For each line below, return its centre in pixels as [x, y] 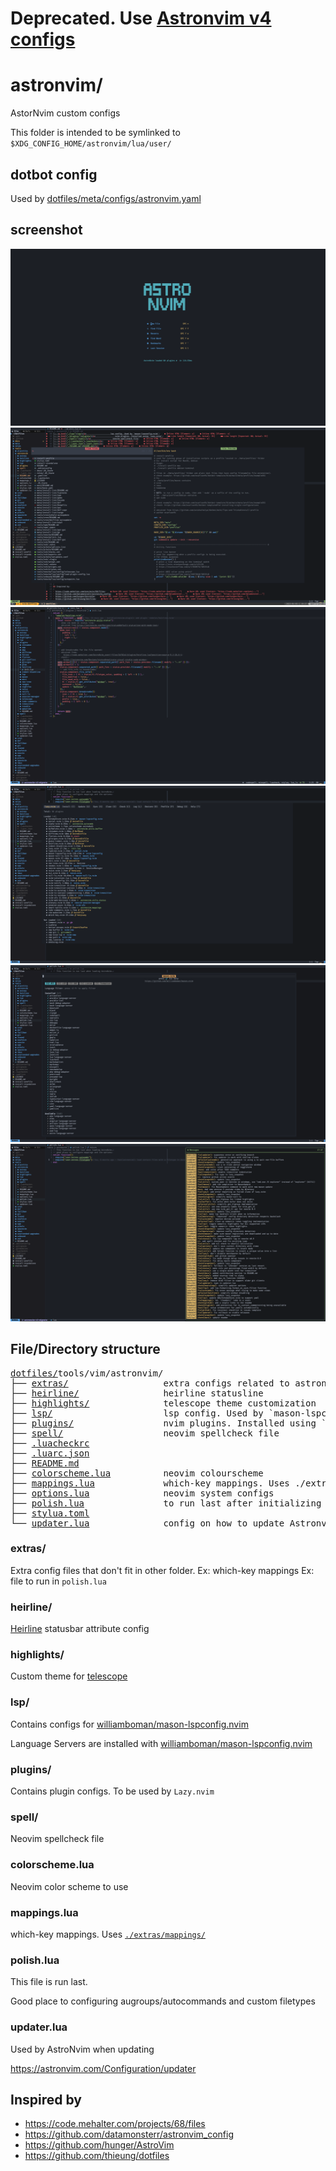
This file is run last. [49, 1982]
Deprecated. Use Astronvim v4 [141, 18]
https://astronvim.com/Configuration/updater [103, 2068]
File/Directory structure [85, 1349]
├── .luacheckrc [50, 1443]
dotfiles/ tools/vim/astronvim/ [87, 1373]
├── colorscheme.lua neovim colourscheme [137, 1473]
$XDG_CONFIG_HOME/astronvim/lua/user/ [91, 144]
